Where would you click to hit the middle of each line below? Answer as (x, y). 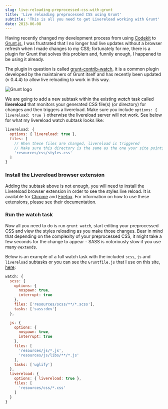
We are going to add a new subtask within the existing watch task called (79, 99)
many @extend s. (21, 247)
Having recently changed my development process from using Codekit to (81, 38)
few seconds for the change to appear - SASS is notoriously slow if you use (83, 241)
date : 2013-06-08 (23, 24)
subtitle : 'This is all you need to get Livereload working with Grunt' (82, 19)
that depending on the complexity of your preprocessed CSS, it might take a (83, 236)
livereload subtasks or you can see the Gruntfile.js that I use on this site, (83, 262)
